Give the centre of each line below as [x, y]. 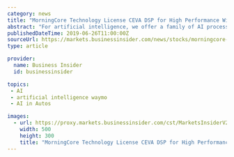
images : [18, 117]
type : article [28, 46]
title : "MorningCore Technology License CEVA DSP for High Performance [113, 20]
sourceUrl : [23, 40]
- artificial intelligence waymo [59, 97]
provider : [22, 59]
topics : [18, 84]
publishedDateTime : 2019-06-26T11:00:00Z [68, 33]
